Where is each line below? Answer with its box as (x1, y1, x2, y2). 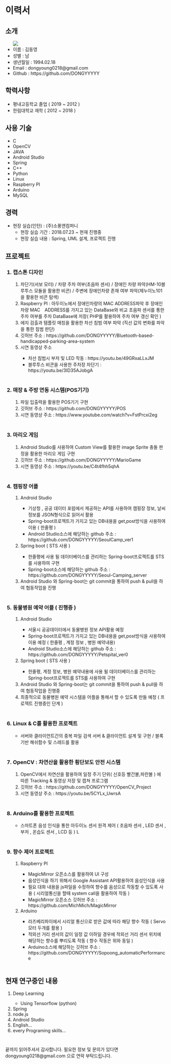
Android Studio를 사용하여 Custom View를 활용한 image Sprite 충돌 (20, 444, 158, 450)
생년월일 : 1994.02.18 (12, 59, 56, 65)
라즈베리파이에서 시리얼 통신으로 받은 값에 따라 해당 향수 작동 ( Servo (28, 918, 166, 924)
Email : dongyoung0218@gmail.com (12, 65, 88, 71)
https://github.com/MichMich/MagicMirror (28, 902, 117, 908)
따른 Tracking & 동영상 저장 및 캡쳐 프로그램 (20, 777, 108, 783)
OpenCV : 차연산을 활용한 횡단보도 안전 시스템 (12, 758, 121, 765)
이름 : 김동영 (12, 47, 38, 52)
